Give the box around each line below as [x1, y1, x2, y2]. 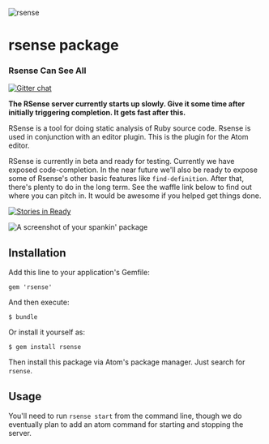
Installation [8, 246, 66, 260]
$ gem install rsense [8, 343, 82, 351]
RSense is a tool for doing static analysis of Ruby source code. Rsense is [8, 123, 251, 133]
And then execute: [8, 297, 70, 308]
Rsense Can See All [8, 65, 87, 76]
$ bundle [8, 313, 38, 321]
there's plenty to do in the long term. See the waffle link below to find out [8, 183, 253, 192]
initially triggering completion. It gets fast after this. [8, 108, 186, 118]
